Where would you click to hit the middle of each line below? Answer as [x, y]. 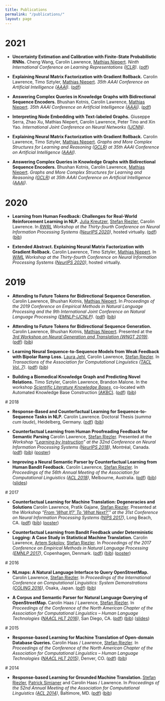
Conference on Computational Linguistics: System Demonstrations [80, 583]
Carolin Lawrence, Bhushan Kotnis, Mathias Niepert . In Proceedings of [83, 301]
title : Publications [26, 10]
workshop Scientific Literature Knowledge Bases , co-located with [79, 387]
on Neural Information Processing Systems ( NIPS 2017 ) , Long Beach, [82, 518]
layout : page [18, 19]
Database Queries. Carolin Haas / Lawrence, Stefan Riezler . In [75, 643]
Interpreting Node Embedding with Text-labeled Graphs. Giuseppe [81, 117]
